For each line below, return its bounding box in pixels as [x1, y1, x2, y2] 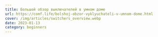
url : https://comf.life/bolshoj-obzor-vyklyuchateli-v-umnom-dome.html [5, 12, 153, 16]
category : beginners [5, 25, 47, 30]
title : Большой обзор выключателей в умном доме [5, 7, 105, 12]
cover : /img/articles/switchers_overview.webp [5, 16, 101, 21]
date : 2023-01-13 [5, 20, 40, 25]
